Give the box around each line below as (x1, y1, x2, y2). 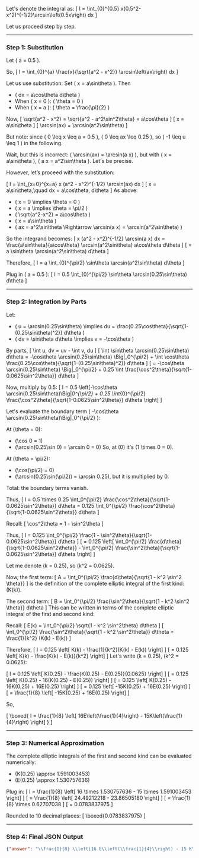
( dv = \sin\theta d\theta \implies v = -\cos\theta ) (14, 335, 134, 342)
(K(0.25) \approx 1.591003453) (14, 770, 91, 777)
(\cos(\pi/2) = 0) (14, 466, 54, 473)
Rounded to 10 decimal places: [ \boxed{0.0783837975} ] (6, 812, 146, 819)
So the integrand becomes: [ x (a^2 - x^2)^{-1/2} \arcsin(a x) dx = (6, 235, 166, 243)
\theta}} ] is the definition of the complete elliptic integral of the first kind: (6, 580, 185, 587)
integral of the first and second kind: (6, 610, 95, 617)
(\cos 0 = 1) (14, 437, 43, 444)
